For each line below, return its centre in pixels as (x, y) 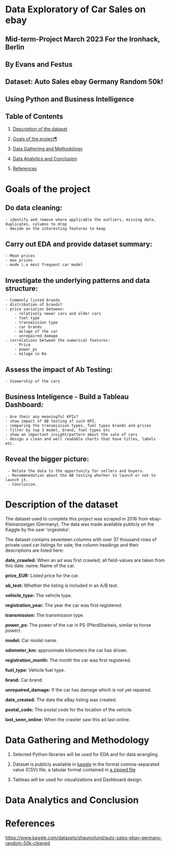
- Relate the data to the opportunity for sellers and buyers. (76, 471)
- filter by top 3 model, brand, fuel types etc (58, 430)
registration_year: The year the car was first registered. (64, 605)
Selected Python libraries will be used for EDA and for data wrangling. (86, 754)
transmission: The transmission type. (45, 615)
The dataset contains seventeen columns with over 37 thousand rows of (81, 539)
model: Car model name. (31, 640)
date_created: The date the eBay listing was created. (61, 700)
